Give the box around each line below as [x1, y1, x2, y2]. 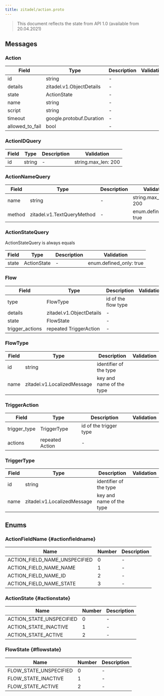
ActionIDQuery [5, 138, 41, 145]
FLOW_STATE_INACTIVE [7, 675, 64, 682]
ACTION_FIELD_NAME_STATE [7, 580, 76, 587]
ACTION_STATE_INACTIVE [7, 624, 68, 631]
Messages [5, 40, 38, 48]
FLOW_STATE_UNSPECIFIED [7, 667, 73, 674]
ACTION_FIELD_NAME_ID [7, 572, 66, 579]
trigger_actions [7, 325, 42, 332]
